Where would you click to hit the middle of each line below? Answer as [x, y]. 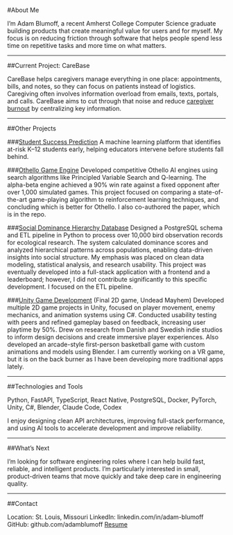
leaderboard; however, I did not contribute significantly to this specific [107, 279]
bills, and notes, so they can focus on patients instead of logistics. [102, 86]
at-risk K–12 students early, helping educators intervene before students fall [115, 149]
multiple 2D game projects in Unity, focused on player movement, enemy [111, 307]
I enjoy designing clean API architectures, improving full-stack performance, [116, 421]
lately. [16, 366]
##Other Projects [32, 128]
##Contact [23, 503]
